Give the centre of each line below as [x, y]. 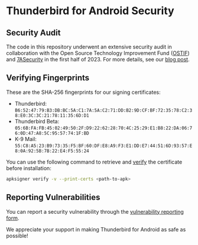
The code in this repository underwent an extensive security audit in [89, 47]
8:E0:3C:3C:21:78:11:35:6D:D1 [52, 115]
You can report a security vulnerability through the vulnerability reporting [95, 211]
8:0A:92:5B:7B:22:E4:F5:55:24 [52, 151]
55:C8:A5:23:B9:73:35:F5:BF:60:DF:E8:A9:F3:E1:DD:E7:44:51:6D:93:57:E [103, 146]
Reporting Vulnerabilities [53, 197]
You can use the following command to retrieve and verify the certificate [94, 162]
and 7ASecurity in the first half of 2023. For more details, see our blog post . [98, 59]
